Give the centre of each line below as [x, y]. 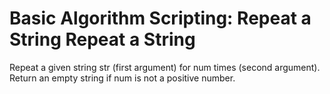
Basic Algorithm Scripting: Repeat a [160, 18]
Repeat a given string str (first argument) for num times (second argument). [165, 67]
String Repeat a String [102, 39]
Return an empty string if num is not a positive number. [122, 78]
